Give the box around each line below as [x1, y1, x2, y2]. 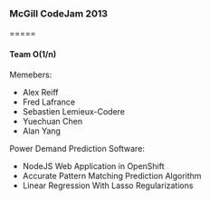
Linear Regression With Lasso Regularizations [22, 180, 194, 191]
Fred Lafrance [22, 96, 75, 107]
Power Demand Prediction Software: [9, 143, 145, 154]
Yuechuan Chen [22, 115, 83, 126]
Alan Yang [22, 125, 62, 136]
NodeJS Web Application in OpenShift [22, 160, 165, 171]
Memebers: [9, 69, 52, 80]
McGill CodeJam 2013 [9, 7, 109, 20]
